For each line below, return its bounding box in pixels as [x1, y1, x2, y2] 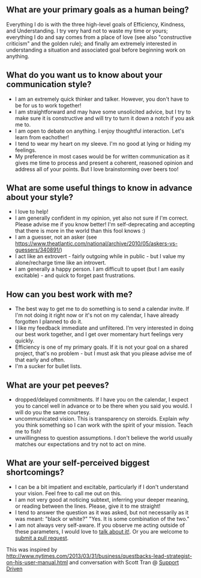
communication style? [6, 79, 92, 89]
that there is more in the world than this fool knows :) [14, 227, 146, 235]
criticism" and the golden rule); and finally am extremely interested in [6, 40, 177, 47]
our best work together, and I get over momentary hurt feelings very [14, 331, 184, 338]
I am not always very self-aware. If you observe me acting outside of [14, 522, 185, 529]
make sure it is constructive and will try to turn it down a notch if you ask [14, 114, 195, 122]
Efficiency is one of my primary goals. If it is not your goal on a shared [14, 343, 188, 351]
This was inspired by [6, 546, 58, 553]
